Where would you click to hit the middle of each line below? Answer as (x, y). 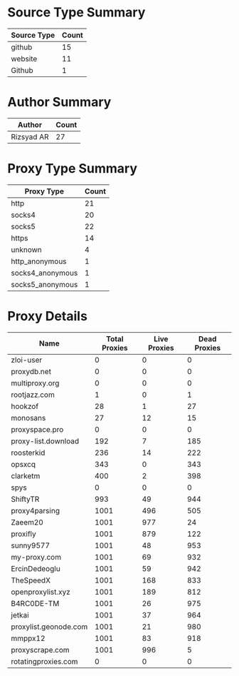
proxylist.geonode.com (49, 627)
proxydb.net (31, 371)
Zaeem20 (27, 522)
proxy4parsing (36, 510)
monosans (28, 418)
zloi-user (27, 360)
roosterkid (28, 453)
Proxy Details (47, 316)
